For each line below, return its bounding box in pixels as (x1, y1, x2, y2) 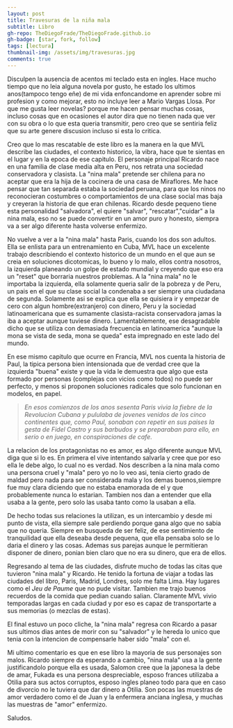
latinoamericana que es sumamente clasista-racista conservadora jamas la (7, 309, 222, 317)
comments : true (7, 56, 51, 63)
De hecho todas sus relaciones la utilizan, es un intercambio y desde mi (7, 511, 212, 520)
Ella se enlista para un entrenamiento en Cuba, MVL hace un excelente (7, 242, 210, 251)
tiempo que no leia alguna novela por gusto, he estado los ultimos (7, 82, 196, 91)
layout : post (7, 10, 45, 17)
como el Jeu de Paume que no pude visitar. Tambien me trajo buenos (7, 584, 207, 593)
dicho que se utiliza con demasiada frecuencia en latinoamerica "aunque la (7, 324, 223, 332)
